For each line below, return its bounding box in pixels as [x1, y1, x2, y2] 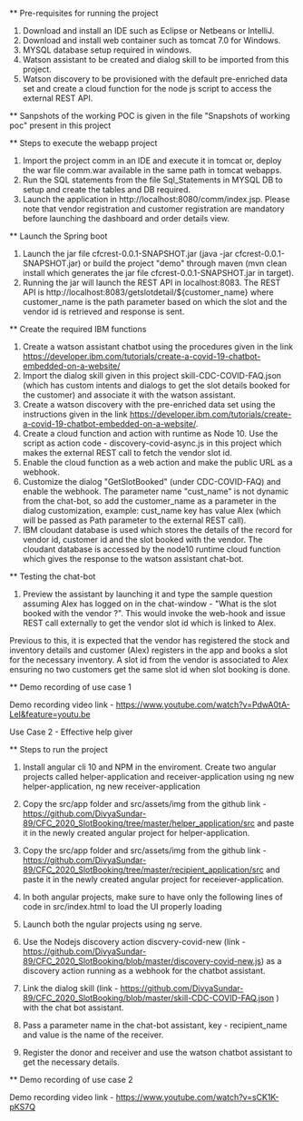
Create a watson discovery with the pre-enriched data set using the [22, 399, 276, 409]
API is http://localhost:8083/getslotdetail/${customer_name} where [22, 287, 274, 298]
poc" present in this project [9, 120, 112, 131]
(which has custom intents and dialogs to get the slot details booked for [22, 380, 290, 390]
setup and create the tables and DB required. [22, 184, 191, 194]
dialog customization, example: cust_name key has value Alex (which [22, 506, 281, 516]
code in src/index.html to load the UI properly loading [22, 901, 222, 911]
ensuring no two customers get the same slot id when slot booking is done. [9, 664, 290, 674]
